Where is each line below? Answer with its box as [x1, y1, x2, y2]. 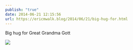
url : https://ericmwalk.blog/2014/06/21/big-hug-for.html [5, 16, 128, 21]
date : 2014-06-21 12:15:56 [5, 12, 61, 17]
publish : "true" [5, 7, 39, 12]
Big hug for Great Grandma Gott [5, 30, 71, 36]
